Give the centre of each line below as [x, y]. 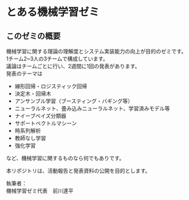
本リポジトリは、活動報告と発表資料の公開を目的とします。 [78, 171]
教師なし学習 [30, 138]
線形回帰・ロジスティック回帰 [51, 86]
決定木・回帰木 [33, 93]
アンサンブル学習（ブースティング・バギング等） [74, 101]
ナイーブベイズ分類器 [40, 116]
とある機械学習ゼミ [53, 12]
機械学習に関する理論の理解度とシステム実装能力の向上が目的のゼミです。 [97, 51]
